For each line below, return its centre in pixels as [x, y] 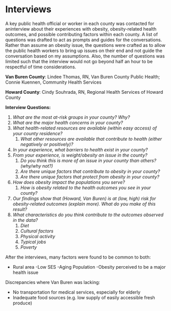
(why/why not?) [37, 166]
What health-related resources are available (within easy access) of [85, 128]
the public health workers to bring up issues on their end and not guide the [84, 50]
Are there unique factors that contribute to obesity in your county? [90, 171]
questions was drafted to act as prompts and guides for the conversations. [84, 40]
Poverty [29, 247]
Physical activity [38, 236]
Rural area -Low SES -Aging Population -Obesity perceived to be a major [89, 267]
